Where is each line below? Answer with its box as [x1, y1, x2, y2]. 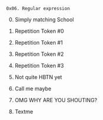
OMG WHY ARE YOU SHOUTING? [14, 97, 98, 103]
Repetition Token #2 [14, 50, 64, 58]
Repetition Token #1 [14, 39, 63, 46]
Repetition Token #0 [14, 27, 64, 34]
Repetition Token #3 [14, 62, 64, 69]
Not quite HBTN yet [14, 74, 62, 80]
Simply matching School [14, 16, 74, 23]
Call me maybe [14, 85, 51, 92]
